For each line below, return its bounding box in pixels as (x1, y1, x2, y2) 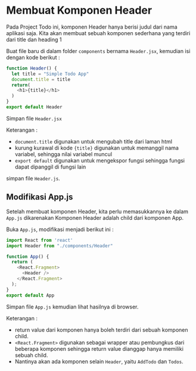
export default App (6, 292, 55, 298)
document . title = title (11, 76, 70, 82)
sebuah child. (14, 351, 48, 358)
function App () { (6, 254, 49, 260)
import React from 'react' (6, 237, 73, 243)
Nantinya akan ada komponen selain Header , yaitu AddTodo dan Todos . (14, 358, 183, 365)
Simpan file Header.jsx (6, 114, 63, 122)
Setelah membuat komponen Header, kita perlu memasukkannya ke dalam (6, 208, 189, 215)
